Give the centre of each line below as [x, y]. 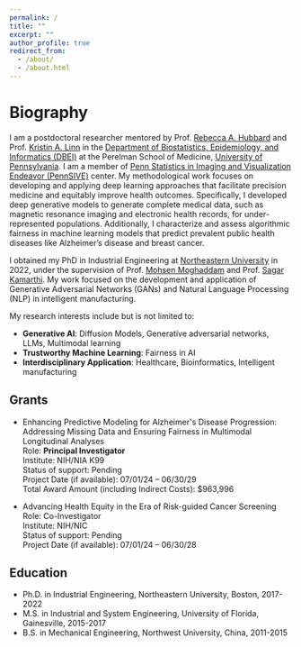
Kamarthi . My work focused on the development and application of [133, 279]
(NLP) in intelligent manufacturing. [73, 298]
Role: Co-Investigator [62, 515]
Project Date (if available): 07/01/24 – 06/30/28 [109, 544]
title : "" [28, 26]
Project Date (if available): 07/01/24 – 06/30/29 [110, 479]
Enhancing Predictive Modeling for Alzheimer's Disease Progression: [149, 422]
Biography [49, 113]
